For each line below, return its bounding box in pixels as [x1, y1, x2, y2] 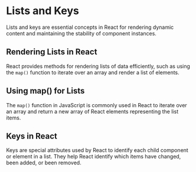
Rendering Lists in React [6, 47, 97, 57]
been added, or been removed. [6, 159, 81, 166]
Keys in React [6, 131, 58, 141]
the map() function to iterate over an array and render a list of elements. [6, 69, 180, 76]
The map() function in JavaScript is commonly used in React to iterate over [6, 101, 187, 108]
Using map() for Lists [6, 86, 85, 96]
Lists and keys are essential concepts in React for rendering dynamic [6, 24, 174, 31]
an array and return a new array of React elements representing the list [6, 108, 179, 115]
